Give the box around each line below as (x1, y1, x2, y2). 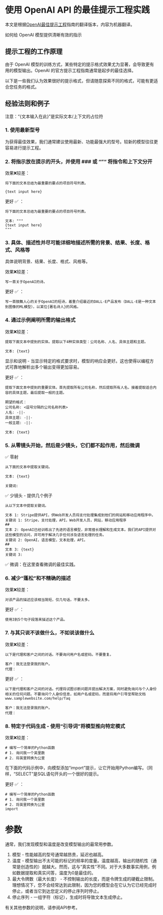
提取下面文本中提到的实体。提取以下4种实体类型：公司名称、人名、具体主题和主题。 (5, 339, 148, 344)
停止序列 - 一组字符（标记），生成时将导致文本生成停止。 (12, 894, 125, 900)
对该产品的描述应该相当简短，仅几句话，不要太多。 (5, 597, 92, 602)
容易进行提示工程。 (5, 145, 44, 151)
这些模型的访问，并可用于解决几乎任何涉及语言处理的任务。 (5, 533, 106, 537)
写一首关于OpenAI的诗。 (5, 280, 48, 285)
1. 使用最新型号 (5, 127, 40, 133)
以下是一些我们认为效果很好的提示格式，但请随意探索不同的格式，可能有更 (5, 77, 154, 83)
